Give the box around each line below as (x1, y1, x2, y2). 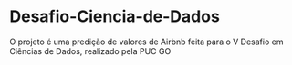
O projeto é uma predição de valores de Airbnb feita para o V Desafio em (9, 36, 284, 47)
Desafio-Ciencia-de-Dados (9, 6, 221, 27)
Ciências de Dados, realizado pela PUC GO (9, 45, 172, 56)
